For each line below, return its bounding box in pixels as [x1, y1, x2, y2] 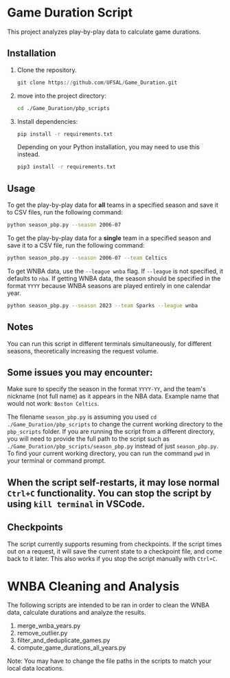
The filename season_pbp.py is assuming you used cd [7, 413, 157, 421]
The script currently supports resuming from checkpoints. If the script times [7, 540, 222, 548]
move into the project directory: [16, 91, 106, 100]
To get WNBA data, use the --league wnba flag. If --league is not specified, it [7, 267, 224, 275]
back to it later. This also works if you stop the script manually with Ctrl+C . [7, 554, 218, 562]
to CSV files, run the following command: [7, 208, 124, 217]
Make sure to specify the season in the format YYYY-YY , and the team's [7, 385, 206, 393]
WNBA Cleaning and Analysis [7, 578, 180, 594]
